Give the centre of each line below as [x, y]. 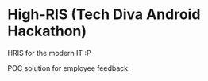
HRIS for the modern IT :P [50, 53]
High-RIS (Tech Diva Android [104, 15]
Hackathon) [47, 31]
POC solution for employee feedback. [69, 68]
